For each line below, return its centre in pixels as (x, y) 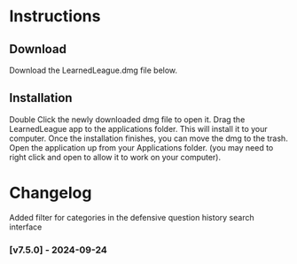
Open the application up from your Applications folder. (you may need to (141, 147)
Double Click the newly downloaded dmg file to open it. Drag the (127, 119)
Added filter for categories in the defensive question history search (132, 217)
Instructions (55, 16)
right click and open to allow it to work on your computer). (115, 157)
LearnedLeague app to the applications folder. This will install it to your (138, 128)
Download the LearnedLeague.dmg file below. (94, 70)
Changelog (51, 193)
